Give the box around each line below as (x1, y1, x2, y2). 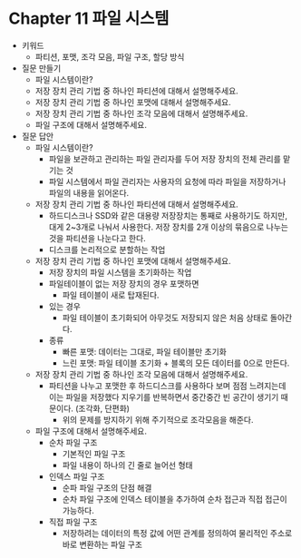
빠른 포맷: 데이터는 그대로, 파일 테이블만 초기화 (62, 346, 228, 357)
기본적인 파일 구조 (62, 448, 126, 459)
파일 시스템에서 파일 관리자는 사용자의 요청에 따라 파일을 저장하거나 (48, 176, 286, 187)
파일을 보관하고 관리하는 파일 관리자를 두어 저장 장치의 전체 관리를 (48, 153, 282, 164)
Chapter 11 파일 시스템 (8, 8, 170, 29)
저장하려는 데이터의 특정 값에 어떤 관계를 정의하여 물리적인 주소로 (62, 527, 293, 538)
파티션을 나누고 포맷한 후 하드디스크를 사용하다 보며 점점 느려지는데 (48, 380, 286, 391)
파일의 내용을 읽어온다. (48, 187, 130, 198)
